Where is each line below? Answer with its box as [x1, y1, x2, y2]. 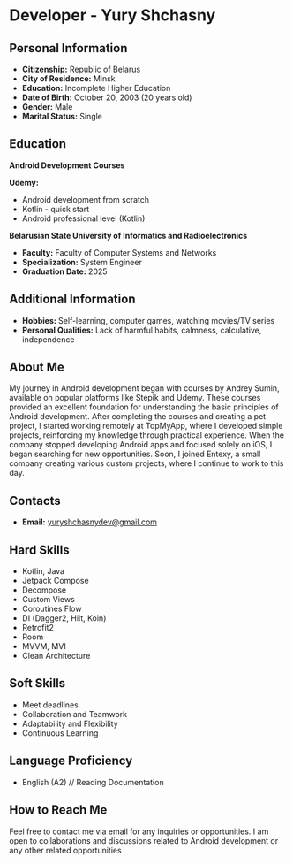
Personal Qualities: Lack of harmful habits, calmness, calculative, [21, 325, 262, 335]
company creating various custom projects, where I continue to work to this [9, 458, 284, 469]
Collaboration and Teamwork [21, 708, 128, 719]
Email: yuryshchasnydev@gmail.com [21, 516, 157, 527]
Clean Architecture [21, 651, 91, 661]
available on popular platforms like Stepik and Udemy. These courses [9, 393, 261, 403]
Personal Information [9, 41, 128, 56]
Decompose [21, 585, 67, 595]
